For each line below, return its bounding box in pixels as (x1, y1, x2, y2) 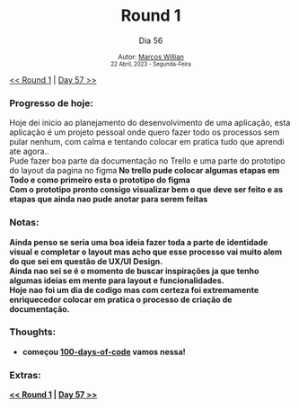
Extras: (9, 369, 42, 381)
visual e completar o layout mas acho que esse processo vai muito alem (9, 246, 283, 257)
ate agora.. (9, 146, 49, 157)
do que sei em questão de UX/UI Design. (9, 255, 163, 266)
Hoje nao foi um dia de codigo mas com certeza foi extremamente (9, 284, 259, 295)
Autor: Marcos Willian (118, 52, 184, 61)
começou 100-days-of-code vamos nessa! (22, 346, 186, 357)
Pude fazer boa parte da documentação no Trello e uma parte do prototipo (9, 156, 286, 166)
